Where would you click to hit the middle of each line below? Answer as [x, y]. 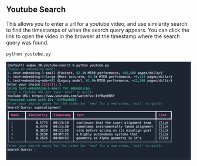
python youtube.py [28, 54]
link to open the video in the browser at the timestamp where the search [93, 36]
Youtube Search [36, 10]
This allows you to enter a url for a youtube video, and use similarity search [97, 23]
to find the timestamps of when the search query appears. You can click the [98, 30]
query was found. [27, 42]
